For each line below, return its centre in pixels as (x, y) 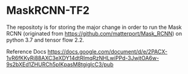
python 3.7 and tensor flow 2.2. (45, 40)
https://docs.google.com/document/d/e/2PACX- (108, 51)
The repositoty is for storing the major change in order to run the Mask (94, 27)
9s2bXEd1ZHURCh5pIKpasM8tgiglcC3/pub (60, 64)
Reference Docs (26, 51)
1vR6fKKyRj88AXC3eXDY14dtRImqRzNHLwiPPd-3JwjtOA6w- (83, 58)
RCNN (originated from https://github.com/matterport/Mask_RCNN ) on (94, 33)
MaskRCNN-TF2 (48, 11)
